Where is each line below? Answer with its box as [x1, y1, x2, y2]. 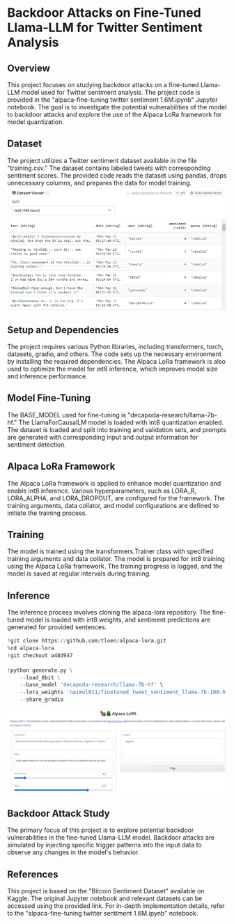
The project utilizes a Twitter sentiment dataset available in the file [7, 156, 197, 164]
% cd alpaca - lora [7, 645, 54, 652]
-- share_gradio [19, 696, 64, 703]
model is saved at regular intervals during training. [7, 569, 151, 578]
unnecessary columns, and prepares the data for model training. [7, 178, 192, 187]
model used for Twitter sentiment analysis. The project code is [21, 88, 201, 96]
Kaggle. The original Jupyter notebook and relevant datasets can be [7, 894, 203, 903]
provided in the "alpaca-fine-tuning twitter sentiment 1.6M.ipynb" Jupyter [7, 95, 218, 104]
